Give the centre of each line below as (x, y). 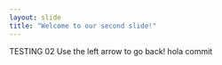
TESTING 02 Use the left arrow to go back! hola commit (111, 51)
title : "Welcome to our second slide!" (83, 26)
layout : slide (36, 17)
